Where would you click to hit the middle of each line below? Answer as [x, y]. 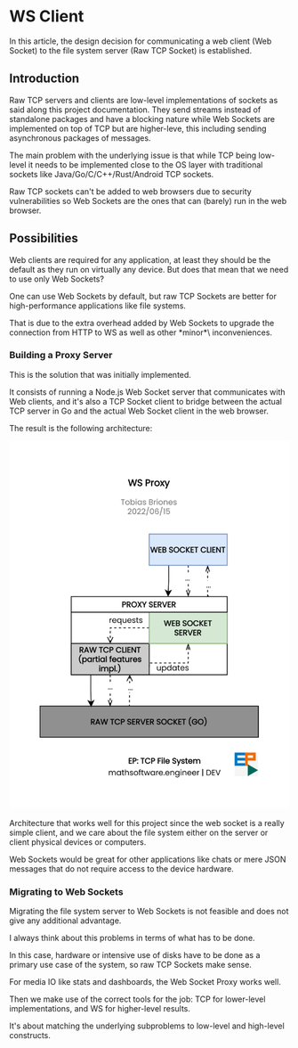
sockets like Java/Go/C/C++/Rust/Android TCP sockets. [112, 174]
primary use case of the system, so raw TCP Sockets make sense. [130, 964]
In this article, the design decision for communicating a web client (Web [141, 41]
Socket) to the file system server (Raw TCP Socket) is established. [130, 50]
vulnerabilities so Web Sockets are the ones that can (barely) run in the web [148, 201]
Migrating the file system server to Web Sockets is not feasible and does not [149, 911]
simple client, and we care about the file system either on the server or [139, 832]
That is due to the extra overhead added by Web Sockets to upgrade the [142, 323]
